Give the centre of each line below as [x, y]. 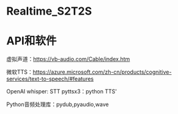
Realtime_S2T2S [49, 11]
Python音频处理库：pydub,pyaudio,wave [57, 104]
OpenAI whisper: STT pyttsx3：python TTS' [62, 91]
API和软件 [32, 41]
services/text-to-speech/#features [50, 79]
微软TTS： [20, 72]
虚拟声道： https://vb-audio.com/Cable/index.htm [68, 59]
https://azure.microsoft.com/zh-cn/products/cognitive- [102, 72]
